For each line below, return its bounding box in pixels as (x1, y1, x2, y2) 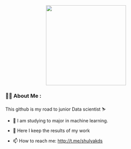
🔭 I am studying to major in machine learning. (12, 118, 108, 124)
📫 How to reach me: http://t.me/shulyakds (12, 138, 103, 144)
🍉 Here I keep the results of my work (12, 127, 90, 134)
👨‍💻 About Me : (5, 92, 42, 99)
